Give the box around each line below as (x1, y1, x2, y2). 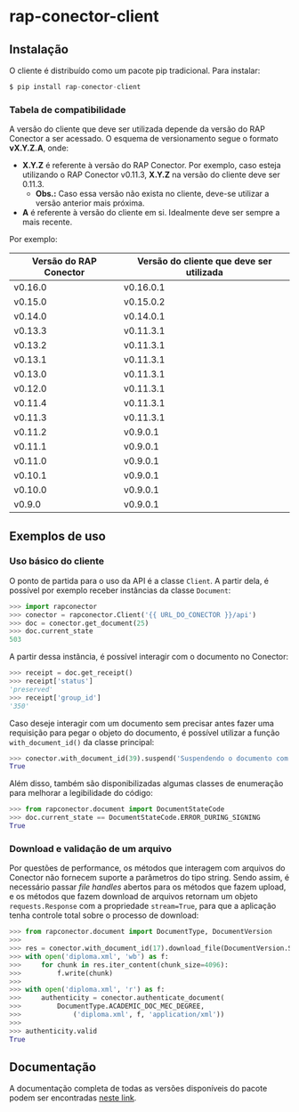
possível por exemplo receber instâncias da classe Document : (9, 585, 231, 596)
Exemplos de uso (9, 528, 107, 544)
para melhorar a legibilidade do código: (9, 788, 153, 799)
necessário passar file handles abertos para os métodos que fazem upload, (9, 881, 287, 892)
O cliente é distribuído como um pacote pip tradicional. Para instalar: (9, 65, 261, 76)
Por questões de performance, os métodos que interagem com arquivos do (9, 863, 286, 873)
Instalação (9, 42, 69, 57)
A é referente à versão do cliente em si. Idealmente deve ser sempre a (21, 207, 280, 218)
